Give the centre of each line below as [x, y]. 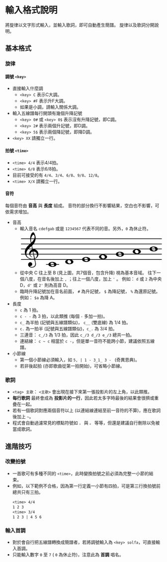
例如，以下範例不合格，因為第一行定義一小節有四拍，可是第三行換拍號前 [86, 486]
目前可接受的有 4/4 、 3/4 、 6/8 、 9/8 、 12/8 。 [57, 175]
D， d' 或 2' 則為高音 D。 [45, 285]
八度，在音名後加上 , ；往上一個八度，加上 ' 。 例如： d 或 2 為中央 [93, 279]
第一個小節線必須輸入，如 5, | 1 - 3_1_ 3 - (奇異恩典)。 [80, 360]
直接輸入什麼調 [28, 89]
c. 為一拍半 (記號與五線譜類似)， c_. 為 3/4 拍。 [69, 328]
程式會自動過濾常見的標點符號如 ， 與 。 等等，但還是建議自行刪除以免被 [86, 423]
